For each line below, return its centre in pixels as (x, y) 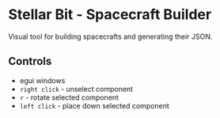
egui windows (42, 80)
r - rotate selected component (69, 97)
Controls (30, 61)
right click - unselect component (76, 89)
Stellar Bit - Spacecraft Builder (110, 15)
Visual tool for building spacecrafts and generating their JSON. (110, 36)
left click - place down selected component (95, 105)
